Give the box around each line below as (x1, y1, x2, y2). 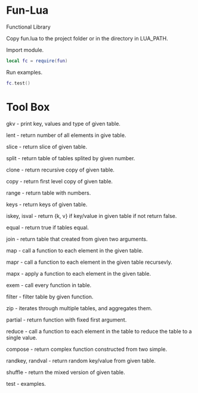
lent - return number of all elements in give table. (6, 132, 126, 139)
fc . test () (6, 80, 31, 86)
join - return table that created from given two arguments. (6, 235, 148, 242)
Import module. (6, 46, 44, 54)
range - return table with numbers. (6, 189, 91, 196)
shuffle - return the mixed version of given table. (6, 369, 125, 376)
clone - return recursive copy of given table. (6, 166, 115, 173)
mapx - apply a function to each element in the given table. (6, 270, 151, 277)
